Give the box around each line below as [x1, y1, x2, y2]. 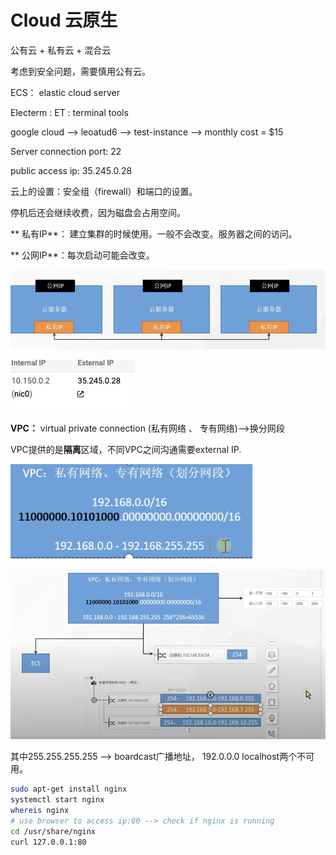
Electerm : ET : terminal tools [10, 106, 129, 118]
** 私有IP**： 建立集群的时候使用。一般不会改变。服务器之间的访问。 [10, 227, 298, 240]
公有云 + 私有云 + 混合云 [10, 44, 112, 56]
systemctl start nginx [10, 795, 105, 805]
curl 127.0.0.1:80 [10, 837, 87, 847]
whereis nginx [10, 806, 70, 816]
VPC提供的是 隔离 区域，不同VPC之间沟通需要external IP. [10, 443, 242, 455]
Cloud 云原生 [10, 9, 118, 32]
